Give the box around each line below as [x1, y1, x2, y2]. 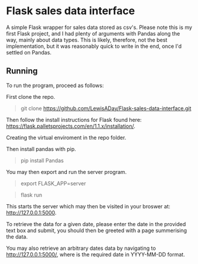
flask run [20, 191, 43, 198]
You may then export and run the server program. [6, 168, 127, 175]
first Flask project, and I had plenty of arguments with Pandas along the [6, 30, 180, 37]
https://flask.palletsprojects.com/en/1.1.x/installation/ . [6, 123, 136, 130]
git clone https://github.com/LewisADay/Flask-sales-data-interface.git [20, 105, 191, 112]
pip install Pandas [20, 157, 64, 164]
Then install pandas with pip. [6, 145, 76, 152]
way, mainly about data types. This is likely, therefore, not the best [6, 36, 167, 43]
